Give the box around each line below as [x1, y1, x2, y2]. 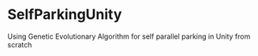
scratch [7, 39, 32, 49]
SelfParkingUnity [7, 6, 122, 24]
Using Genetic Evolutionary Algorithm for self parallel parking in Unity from [7, 32, 251, 41]
